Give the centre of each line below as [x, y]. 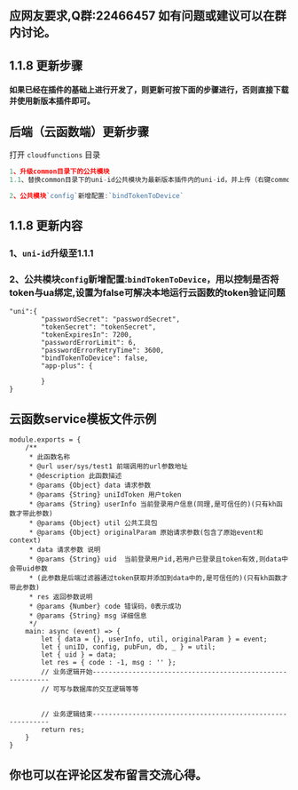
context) [25, 540]
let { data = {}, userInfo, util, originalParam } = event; [154, 639]
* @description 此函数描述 [75, 476]
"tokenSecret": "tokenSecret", [99, 327]
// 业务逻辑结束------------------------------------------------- [164, 714]
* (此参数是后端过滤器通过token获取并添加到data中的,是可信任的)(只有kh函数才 [158, 579]
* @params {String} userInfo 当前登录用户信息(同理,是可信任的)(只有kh [153, 505]
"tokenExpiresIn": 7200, [87, 335]
